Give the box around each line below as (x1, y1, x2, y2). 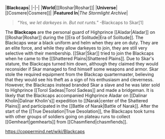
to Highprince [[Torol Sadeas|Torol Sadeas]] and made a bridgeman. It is (5, 87, 154, 93)
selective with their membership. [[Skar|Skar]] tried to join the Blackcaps (5, 50, 154, 56)
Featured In (54, 10, 79, 16)
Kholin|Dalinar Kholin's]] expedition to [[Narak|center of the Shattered (5, 98, 148, 104)
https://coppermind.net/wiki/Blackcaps (5, 129, 85, 134)
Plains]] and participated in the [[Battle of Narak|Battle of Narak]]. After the (5, 103, 159, 109)
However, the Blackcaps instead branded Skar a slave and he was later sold (5, 82, 160, 88)
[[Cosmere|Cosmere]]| (5, 10, 52, 16)
